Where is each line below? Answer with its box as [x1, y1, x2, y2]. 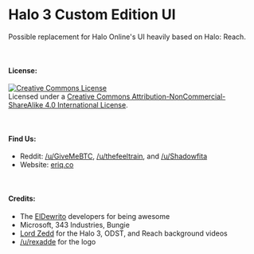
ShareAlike [8, 100, 44, 110]
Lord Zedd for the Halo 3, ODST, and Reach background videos [19, 229, 229, 238]
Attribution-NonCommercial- [131, 92, 226, 101]
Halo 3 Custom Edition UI [8, 6, 177, 24]
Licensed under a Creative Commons [8, 92, 131, 101]
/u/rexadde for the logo [19, 236, 96, 246]
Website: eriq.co [19, 160, 74, 170]
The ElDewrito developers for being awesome [19, 211, 170, 221]
